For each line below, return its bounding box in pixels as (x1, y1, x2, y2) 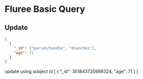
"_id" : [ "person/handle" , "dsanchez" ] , (13, 46, 97, 51)
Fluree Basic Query (4, 3, 85, 15)
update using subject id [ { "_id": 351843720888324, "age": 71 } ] (4, 69, 139, 75)
